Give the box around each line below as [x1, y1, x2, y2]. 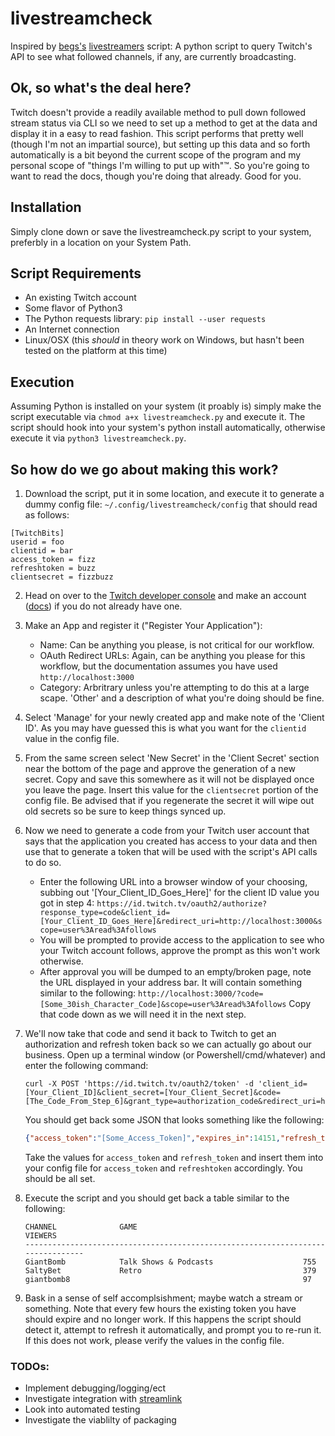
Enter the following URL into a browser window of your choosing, [39, 876, 308, 887]
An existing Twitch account [24, 292, 137, 304]
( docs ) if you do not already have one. [24, 600, 183, 612]
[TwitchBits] [10, 528, 65, 538]
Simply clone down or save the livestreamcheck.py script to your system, [10, 225, 312, 237]
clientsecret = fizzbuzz [10, 572, 114, 582]
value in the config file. [24, 733, 120, 744]
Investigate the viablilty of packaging [24, 1414, 177, 1426]
